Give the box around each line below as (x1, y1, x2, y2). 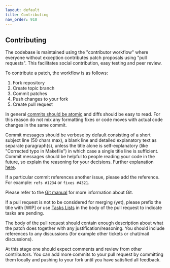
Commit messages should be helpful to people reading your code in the (5, 154, 155, 160)
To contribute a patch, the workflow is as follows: (5, 70, 108, 76)
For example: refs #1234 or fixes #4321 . (5, 180, 90, 186)
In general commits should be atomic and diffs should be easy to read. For (5, 111, 161, 117)
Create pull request (12, 101, 53, 107)
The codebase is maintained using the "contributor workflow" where (5, 49, 149, 55)
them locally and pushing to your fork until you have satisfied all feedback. (5, 257, 161, 263)
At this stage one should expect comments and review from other (5, 246, 142, 252)
